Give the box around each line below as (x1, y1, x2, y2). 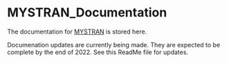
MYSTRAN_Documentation (7, 5, 167, 21)
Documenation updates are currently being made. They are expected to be (7, 40, 220, 49)
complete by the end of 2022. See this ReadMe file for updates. (7, 48, 189, 56)
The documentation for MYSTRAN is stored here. (7, 27, 147, 36)
